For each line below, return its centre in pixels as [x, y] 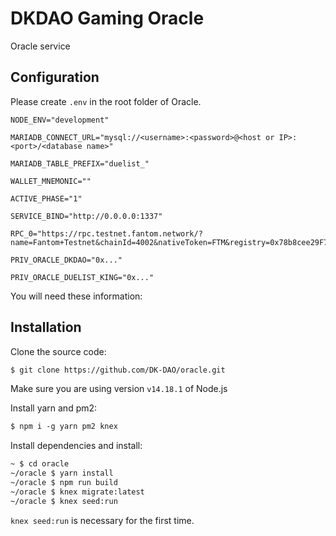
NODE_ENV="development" [60, 120]
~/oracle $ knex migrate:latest [77, 492]
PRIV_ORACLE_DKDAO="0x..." [66, 260]
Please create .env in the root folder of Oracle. [106, 101]
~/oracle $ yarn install [62, 473]
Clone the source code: [58, 351]
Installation [46, 327]
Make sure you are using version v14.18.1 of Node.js [119, 389]
